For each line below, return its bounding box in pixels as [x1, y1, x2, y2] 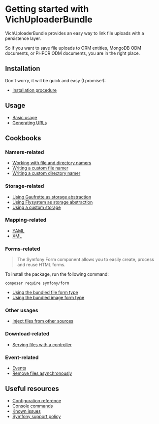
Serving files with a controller [12, 341, 72, 348]
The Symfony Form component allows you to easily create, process [17, 257, 154, 262]
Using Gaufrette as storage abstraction [12, 194, 92, 200]
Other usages [5, 307, 38, 314]
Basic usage [12, 114, 37, 120]
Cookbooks [5, 134, 41, 142]
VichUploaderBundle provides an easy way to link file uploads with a [5, 30, 144, 36]
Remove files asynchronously [12, 370, 72, 376]
